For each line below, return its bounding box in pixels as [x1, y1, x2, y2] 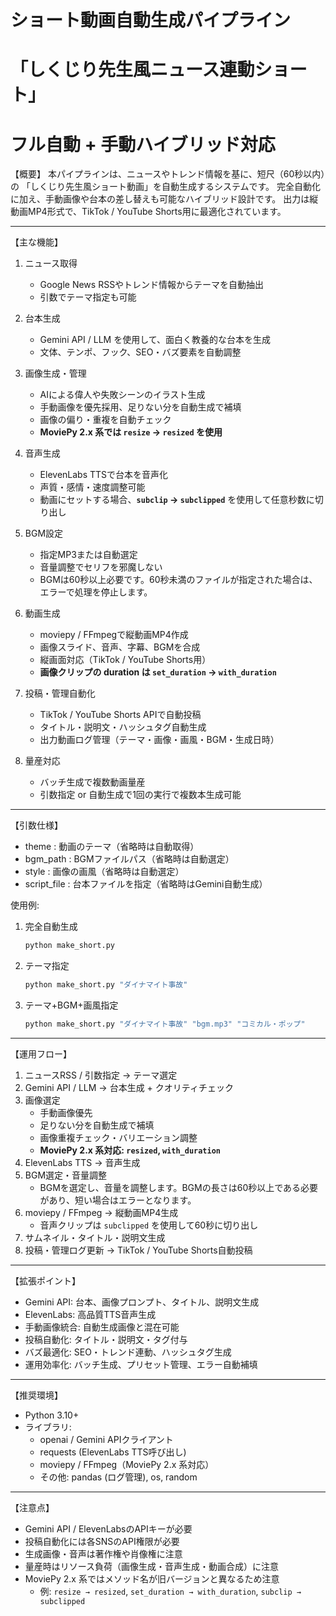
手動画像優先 [39, 1106, 93, 1118]
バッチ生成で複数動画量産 [39, 776, 146, 788]
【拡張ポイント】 [10, 1274, 81, 1286]
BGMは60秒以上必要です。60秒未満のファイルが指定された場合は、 [39, 574, 318, 586]
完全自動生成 [24, 921, 78, 933]
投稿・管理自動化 [24, 687, 96, 700]
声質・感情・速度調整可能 [39, 481, 146, 493]
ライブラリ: [24, 1421, 72, 1433]
